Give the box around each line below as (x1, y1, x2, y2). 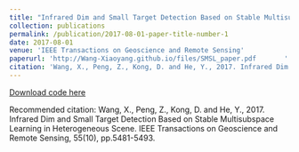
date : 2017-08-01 (9, 37, 74, 47)
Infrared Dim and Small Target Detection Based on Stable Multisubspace (9, 113, 274, 124)
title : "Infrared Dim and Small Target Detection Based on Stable (9, 12, 261, 22)
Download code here (9, 86, 86, 98)
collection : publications (9, 21, 105, 30)
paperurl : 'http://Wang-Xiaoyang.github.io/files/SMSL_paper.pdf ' (9, 54, 289, 63)
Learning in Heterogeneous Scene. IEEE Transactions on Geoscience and (9, 123, 279, 133)
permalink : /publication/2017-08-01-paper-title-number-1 (9, 29, 229, 38)
